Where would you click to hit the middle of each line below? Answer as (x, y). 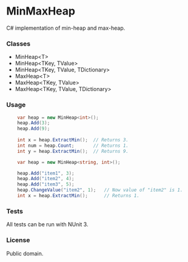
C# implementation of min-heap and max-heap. (66, 28)
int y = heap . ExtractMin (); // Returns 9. (73, 151)
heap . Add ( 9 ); (34, 129)
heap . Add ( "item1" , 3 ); (46, 173)
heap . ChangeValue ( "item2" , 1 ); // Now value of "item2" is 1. (100, 190)
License (18, 240)
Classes (18, 44)
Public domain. (25, 254)
